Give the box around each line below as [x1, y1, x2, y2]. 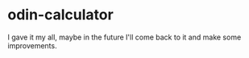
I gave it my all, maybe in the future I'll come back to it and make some [7, 32, 242, 42]
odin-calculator [7, 6, 114, 24]
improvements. [7, 40, 57, 50]
